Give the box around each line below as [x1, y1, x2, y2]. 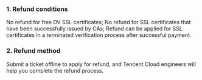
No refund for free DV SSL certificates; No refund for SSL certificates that [6, 19, 191, 26]
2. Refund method [6, 47, 61, 55]
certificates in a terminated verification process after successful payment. [6, 32, 192, 39]
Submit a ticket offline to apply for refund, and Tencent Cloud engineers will [6, 60, 197, 68]
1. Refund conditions [6, 5, 68, 13]
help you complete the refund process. [6, 67, 104, 74]
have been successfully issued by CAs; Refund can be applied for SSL [6, 25, 183, 32]
